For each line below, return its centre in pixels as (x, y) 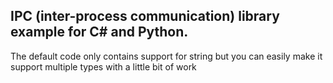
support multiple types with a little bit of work (103, 66)
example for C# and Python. (99, 32)
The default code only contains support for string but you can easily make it (166, 56)
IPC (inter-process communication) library (145, 16)
